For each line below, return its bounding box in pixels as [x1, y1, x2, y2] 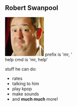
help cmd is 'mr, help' [5, 56, 48, 62]
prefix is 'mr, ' [45, 51, 73, 57]
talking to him [12, 80, 40, 87]
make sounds [12, 91, 39, 97]
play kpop [12, 86, 32, 91]
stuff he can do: [5, 66, 37, 72]
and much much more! [12, 96, 58, 102]
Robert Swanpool [5, 4, 59, 12]
